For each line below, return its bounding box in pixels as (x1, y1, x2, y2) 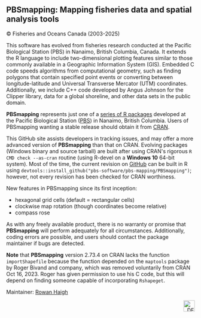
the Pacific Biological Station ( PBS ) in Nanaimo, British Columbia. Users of (6, 117, 189, 124)
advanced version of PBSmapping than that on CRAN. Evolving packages (6, 141, 188, 149)
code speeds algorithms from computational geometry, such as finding (6, 67, 181, 74)
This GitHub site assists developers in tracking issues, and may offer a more (6, 135, 193, 142)
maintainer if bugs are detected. (6, 240, 86, 247)
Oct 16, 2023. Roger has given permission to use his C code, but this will (6, 270, 184, 277)
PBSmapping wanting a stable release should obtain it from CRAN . (6, 123, 170, 131)
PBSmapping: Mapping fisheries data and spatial (6, 5, 193, 15)
